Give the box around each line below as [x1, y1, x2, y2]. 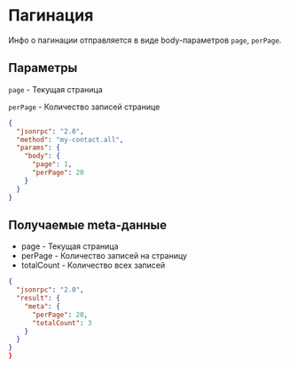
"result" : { [16, 294, 61, 303]
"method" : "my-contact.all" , [16, 135, 124, 144]
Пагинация [8, 5, 94, 26]
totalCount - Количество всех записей [20, 260, 166, 271]
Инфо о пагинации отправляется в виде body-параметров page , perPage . [8, 35, 282, 45]
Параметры [8, 60, 78, 76]
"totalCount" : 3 [31, 318, 92, 327]
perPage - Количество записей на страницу [20, 251, 188, 261]
